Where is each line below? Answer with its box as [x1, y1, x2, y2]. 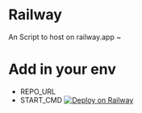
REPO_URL [19, 87, 56, 96]
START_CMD [19, 95, 63, 105]
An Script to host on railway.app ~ [8, 32, 122, 42]
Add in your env [8, 60, 117, 79]
